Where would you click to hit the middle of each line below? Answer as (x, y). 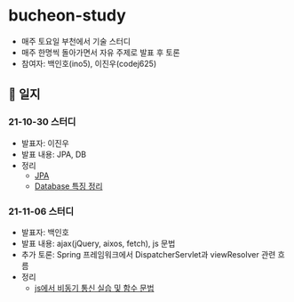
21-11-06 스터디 (41, 211)
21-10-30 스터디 (42, 122)
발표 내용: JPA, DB (54, 154)
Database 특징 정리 (68, 186)
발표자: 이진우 (45, 143)
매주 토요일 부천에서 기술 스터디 (75, 41)
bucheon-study (67, 16)
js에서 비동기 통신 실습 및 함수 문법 (94, 288)
